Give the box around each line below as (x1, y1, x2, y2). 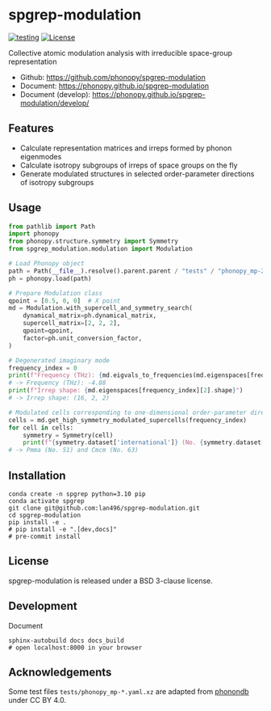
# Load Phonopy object (8, 260, 85, 268)
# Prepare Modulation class (8, 289, 103, 297)
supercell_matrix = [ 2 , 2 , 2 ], (23, 320, 121, 328)
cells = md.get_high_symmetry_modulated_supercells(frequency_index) (8, 416, 248, 424)
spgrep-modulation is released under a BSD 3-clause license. (8, 576, 214, 586)
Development (8, 599, 78, 613)
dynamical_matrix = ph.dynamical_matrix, (23, 311, 157, 320)
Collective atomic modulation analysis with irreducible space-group (8, 48, 232, 57)
